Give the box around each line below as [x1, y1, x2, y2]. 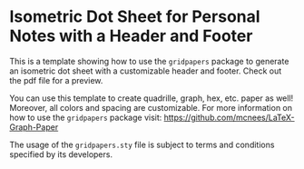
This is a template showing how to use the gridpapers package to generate [9, 55, 289, 66]
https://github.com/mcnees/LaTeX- [163, 112, 295, 123]
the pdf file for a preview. [9, 75, 103, 85]
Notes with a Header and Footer [9, 25, 253, 46]
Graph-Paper [9, 121, 59, 133]
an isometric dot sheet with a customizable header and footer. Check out [9, 65, 282, 76]
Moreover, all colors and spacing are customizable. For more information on [9, 102, 293, 113]
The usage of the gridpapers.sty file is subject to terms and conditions [9, 139, 275, 150]
